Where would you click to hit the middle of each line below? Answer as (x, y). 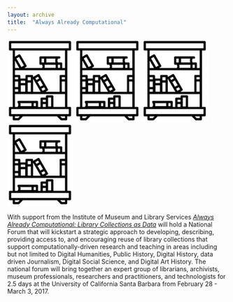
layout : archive (31, 15)
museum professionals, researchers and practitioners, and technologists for (116, 276)
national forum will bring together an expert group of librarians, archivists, (113, 268)
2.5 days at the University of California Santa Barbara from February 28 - (112, 284)
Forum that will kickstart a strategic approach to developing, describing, (111, 231)
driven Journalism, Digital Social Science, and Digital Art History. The (107, 261)
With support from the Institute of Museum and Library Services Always (111, 217)
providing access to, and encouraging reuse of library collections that (107, 239)
